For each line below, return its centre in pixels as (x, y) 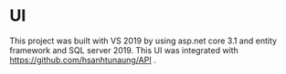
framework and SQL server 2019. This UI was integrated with (124, 50)
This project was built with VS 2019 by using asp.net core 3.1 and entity (143, 41)
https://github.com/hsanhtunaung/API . (83, 60)
